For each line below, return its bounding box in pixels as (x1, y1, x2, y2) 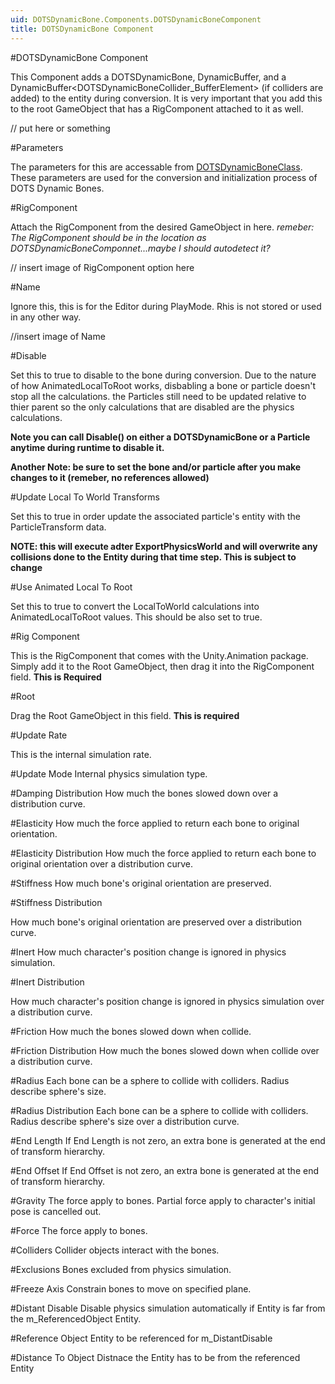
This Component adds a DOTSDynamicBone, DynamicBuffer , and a (10, 71, 287, 83)
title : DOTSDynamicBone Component (10, 24, 155, 34)
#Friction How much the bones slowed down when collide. (10, 1025, 252, 1037)
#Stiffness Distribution (10, 896, 103, 908)
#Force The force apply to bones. (10, 1224, 148, 1236)
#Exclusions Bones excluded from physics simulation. (10, 1263, 232, 1275)
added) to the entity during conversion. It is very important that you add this (10, 92, 323, 104)
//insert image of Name (10, 330, 106, 342)
